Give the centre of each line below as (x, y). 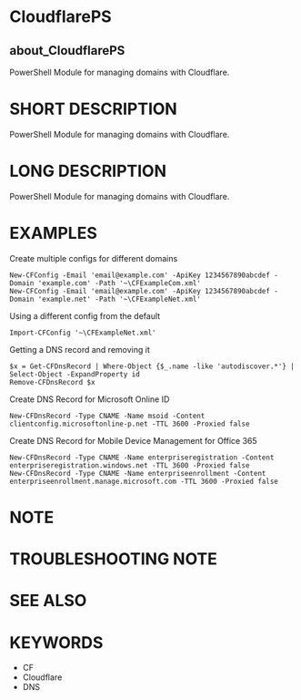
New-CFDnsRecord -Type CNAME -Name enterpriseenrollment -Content (138, 473)
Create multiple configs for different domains (94, 258)
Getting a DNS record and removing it (80, 349)
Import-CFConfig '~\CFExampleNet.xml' (83, 333)
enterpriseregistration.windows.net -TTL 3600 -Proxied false (130, 465)
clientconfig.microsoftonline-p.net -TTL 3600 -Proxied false (130, 424)
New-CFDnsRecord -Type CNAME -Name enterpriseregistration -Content (142, 458)
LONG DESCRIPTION (88, 171)
